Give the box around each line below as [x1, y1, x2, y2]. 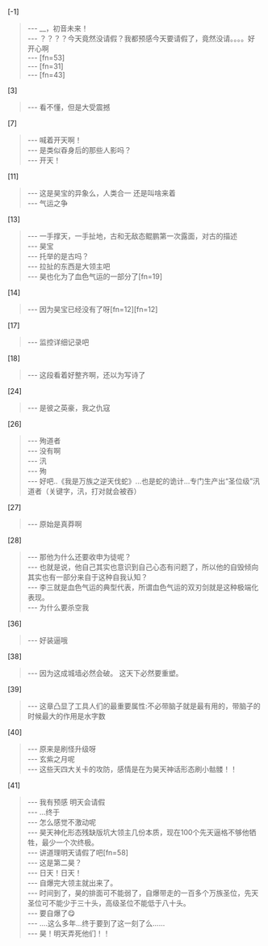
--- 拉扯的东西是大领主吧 [27, 262, 111, 271]
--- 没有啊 [27, 446, 61, 455]
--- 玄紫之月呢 [27, 754, 76, 763]
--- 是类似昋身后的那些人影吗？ [27, 146, 132, 154]
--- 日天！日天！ [27, 868, 82, 877]
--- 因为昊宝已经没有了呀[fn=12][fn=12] [27, 305, 158, 314]
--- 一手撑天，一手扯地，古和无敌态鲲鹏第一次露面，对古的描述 [27, 231, 238, 241]
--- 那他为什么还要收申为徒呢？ [27, 552, 132, 561]
